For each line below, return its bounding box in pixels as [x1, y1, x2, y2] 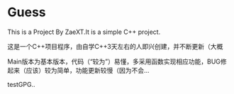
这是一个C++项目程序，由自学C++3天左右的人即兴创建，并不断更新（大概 [7, 42, 223, 50]
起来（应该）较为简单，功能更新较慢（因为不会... [7, 66, 150, 74]
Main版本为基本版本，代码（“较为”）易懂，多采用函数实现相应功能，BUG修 [7, 57, 227, 66]
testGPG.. [7, 80, 35, 88]
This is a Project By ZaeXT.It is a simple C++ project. [7, 28, 161, 36]
